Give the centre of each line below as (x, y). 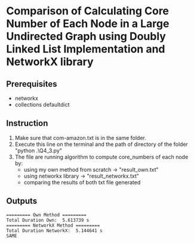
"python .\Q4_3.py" (39, 150)
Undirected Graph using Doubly (86, 36)
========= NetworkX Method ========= (53, 225)
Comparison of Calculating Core (87, 11)
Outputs (22, 201)
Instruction (27, 123)
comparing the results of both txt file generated (82, 182)
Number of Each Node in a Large (88, 24)
